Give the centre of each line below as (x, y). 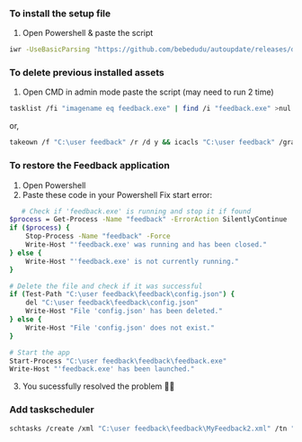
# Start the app (40, 352)
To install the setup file (60, 14)
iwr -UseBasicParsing (50, 50)
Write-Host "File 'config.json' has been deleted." (124, 311)
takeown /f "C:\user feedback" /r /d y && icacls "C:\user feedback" (142, 142)
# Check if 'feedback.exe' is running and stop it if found (136, 211)
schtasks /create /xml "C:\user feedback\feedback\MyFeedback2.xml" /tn (148, 428)
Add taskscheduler (52, 410)
